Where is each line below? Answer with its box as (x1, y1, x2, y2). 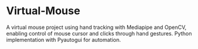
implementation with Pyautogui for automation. (6, 36, 121, 43)
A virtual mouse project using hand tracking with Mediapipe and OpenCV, (6, 24, 187, 31)
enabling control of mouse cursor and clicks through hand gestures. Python (6, 30, 192, 37)
